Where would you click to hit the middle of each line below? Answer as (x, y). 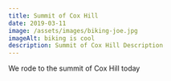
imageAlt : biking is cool (51, 38)
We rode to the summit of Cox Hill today (74, 68)
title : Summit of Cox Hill (53, 16)
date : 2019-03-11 (37, 23)
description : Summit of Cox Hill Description (85, 46)
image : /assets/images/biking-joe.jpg (73, 30)
